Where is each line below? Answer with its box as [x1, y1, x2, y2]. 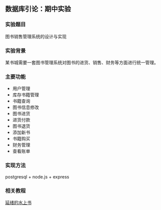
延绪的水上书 [5, 199, 31, 205]
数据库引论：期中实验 [5, 5, 71, 14]
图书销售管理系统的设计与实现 [5, 33, 66, 39]
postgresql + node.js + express [5, 173, 69, 179]
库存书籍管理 [12, 92, 39, 98]
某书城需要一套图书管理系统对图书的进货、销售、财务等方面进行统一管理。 [5, 59, 158, 65]
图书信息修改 [12, 104, 39, 110]
